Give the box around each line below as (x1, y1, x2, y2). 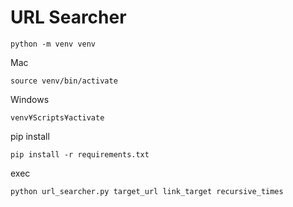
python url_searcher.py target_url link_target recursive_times (10, 186, 284, 196)
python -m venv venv (10, 39, 97, 49)
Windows (10, 93, 50, 105)
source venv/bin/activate (10, 76, 118, 86)
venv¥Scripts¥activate (10, 112, 105, 123)
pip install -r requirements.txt (10, 149, 150, 160)
